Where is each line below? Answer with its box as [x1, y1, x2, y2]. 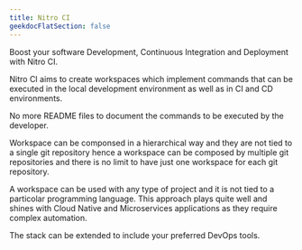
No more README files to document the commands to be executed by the [9, 110, 284, 121]
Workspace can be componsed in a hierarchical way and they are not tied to [9, 137, 293, 148]
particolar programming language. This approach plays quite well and [9, 193, 268, 204]
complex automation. [9, 212, 87, 223]
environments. [9, 92, 63, 104]
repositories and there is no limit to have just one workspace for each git [9, 156, 279, 167]
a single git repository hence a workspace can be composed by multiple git [9, 146, 289, 158]
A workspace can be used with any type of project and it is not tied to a [9, 183, 275, 194]
